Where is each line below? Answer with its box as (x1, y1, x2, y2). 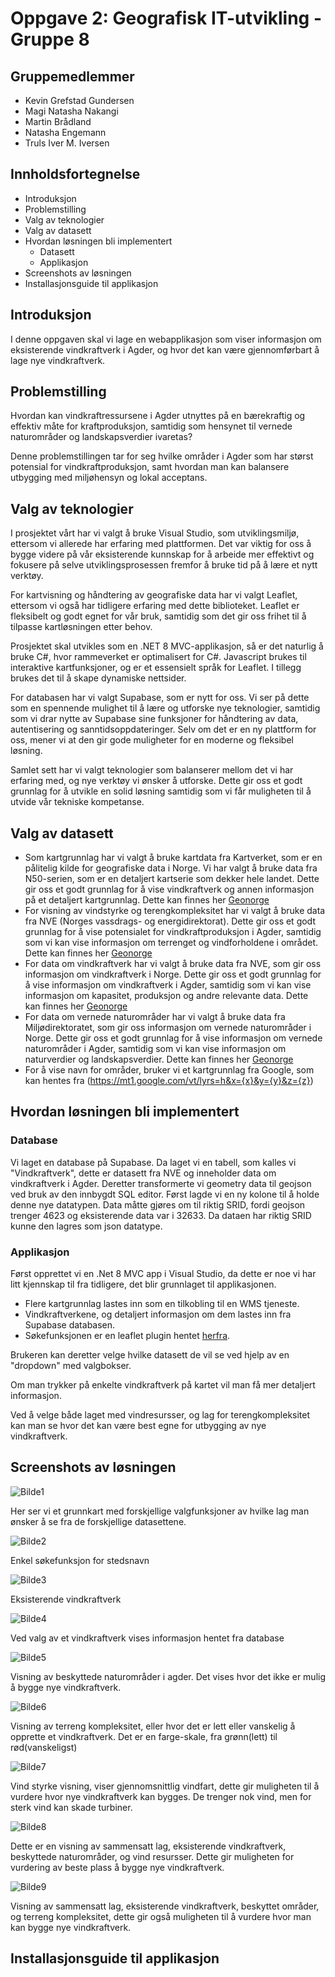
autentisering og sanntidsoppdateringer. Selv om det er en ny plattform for (10, 723, 317, 736)
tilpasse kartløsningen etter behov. (10, 621, 153, 633)
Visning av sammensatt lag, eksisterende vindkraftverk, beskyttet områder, (10, 1900, 320, 1912)
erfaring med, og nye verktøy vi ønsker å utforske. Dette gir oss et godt (10, 775, 303, 787)
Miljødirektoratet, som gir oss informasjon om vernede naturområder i (24, 1022, 312, 1034)
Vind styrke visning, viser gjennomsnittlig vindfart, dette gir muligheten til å (10, 1780, 320, 1792)
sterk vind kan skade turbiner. (10, 1801, 133, 1813)
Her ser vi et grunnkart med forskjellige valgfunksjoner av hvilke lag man (10, 1505, 310, 1517)
